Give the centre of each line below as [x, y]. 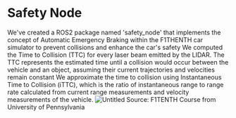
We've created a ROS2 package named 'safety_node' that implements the [114, 32]
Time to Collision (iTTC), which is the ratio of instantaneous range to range [116, 84]
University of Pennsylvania [46, 107]
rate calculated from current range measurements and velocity [98, 92]
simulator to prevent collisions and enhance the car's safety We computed [115, 47]
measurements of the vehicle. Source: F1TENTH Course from [112, 99]
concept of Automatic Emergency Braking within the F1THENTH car [105, 39]
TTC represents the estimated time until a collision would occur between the [118, 62]
